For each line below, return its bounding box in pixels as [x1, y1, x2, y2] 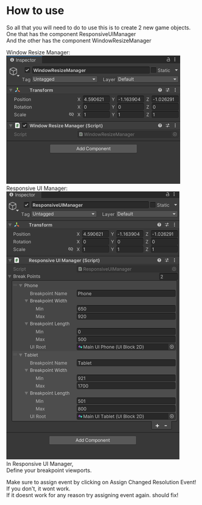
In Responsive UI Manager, [6, 460, 74, 467]
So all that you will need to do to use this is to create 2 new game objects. [6, 24, 191, 31]
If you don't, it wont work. [6, 485, 71, 492]
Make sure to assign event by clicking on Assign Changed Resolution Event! [6, 478, 197, 485]
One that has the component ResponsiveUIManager [6, 30, 136, 37]
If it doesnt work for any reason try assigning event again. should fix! [6, 491, 178, 498]
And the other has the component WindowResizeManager [6, 37, 152, 44]
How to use [6, 4, 64, 18]
